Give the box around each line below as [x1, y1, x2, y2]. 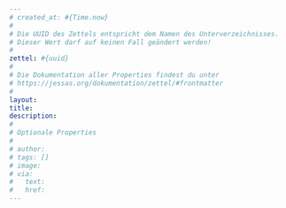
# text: [9, 178, 46, 187]
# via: [9, 169, 34, 178]
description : [9, 112, 58, 120]
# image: [9, 161, 42, 170]
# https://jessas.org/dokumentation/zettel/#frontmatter [9, 79, 224, 88]
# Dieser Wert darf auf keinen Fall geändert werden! [9, 37, 213, 47]
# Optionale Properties [9, 128, 97, 137]
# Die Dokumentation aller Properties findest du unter [9, 71, 220, 80]
